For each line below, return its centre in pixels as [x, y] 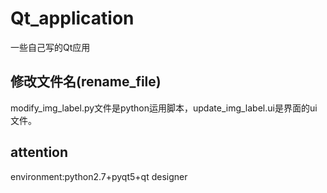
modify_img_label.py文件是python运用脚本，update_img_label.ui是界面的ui [164, 108]
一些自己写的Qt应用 [50, 47]
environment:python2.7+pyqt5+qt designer [99, 176]
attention [39, 152]
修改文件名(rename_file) [86, 82]
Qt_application [72, 18]
